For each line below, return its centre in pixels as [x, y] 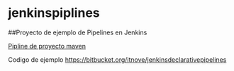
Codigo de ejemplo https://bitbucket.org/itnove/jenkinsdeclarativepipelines [117, 59]
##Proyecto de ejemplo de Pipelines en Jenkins [78, 32]
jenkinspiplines [54, 13]
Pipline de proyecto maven [47, 46]
